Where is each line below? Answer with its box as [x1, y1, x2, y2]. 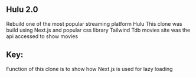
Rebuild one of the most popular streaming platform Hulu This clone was [6, 20, 182, 27]
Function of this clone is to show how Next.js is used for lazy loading [6, 65, 173, 72]
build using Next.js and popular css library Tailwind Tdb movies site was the [6, 26, 191, 33]
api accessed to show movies [6, 32, 79, 40]
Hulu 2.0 [6, 5, 38, 15]
